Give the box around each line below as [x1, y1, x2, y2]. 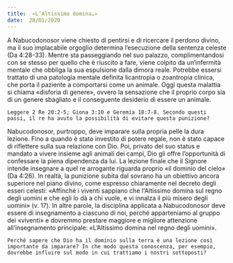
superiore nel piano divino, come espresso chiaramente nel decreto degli [7, 179, 217, 187]
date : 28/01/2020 [7, 17, 61, 24]
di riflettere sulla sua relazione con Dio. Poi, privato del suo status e [7, 142, 200, 150]
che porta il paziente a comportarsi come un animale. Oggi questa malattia [7, 80, 221, 89]
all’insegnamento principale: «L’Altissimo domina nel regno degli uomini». [7, 223, 217, 232]
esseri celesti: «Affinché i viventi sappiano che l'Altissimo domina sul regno [7, 186, 223, 195]
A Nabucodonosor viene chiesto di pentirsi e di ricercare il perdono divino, [7, 36, 220, 44]
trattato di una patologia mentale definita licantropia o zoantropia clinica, [7, 73, 215, 81]
